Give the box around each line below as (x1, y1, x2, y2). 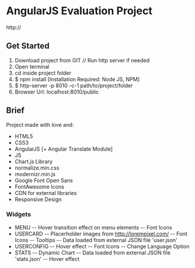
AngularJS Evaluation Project (6, 4, 152, 18)
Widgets (6, 210, 31, 219)
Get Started (6, 41, 50, 51)
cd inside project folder (14, 69, 72, 76)
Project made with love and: (6, 121, 74, 128)
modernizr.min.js (14, 170, 56, 177)
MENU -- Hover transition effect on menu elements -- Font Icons (14, 224, 173, 231)
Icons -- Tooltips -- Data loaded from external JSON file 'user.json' (14, 236, 178, 244)
